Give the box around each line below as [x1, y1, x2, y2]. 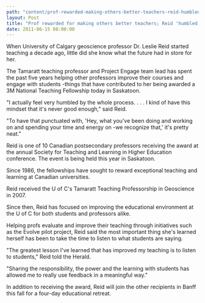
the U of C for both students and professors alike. [6, 210, 131, 217]
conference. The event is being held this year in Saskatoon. [6, 155, 156, 162]
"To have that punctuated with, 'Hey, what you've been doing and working [6, 117, 193, 125]
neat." [6, 130, 21, 137]
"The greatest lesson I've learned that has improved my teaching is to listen [6, 247, 196, 254]
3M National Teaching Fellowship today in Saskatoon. [6, 87, 141, 95]
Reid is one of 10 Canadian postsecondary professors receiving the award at [6, 142, 198, 150]
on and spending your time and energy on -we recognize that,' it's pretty [6, 123, 189, 131]
